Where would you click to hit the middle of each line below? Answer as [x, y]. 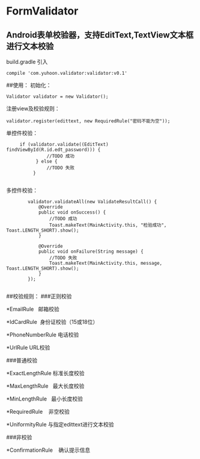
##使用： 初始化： [29, 85]
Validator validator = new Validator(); [58, 97]
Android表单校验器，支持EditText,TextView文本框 [100, 35]
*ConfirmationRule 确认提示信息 [48, 450]
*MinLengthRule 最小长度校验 [44, 399]
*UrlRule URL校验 [28, 347]
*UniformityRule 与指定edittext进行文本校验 [60, 424]
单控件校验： [22, 133]
